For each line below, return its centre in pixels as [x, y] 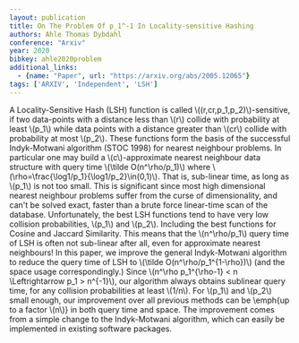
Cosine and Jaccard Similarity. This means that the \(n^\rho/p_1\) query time [149, 233]
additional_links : [43, 68]
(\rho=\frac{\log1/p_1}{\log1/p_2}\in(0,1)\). [85, 176]
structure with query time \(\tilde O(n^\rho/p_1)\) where [110, 167]
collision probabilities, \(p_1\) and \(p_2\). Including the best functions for [143, 224]
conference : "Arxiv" [48, 43]
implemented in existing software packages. [91, 329]
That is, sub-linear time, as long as [225, 176]
